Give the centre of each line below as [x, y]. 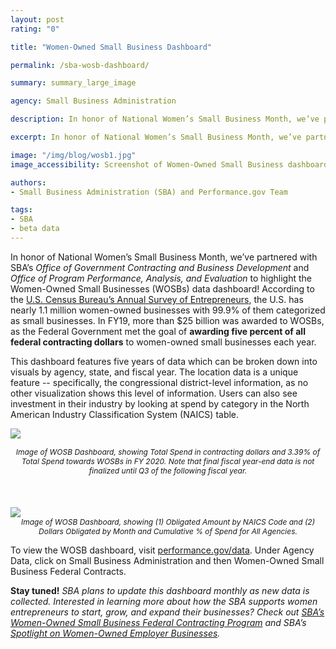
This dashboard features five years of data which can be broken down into [164, 361]
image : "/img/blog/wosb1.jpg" [73, 155]
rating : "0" [35, 29]
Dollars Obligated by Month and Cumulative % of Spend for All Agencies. [168, 531]
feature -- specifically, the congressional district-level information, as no [159, 382]
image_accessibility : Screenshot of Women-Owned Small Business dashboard [169, 164]
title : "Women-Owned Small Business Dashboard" [111, 47]
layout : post [37, 19]
